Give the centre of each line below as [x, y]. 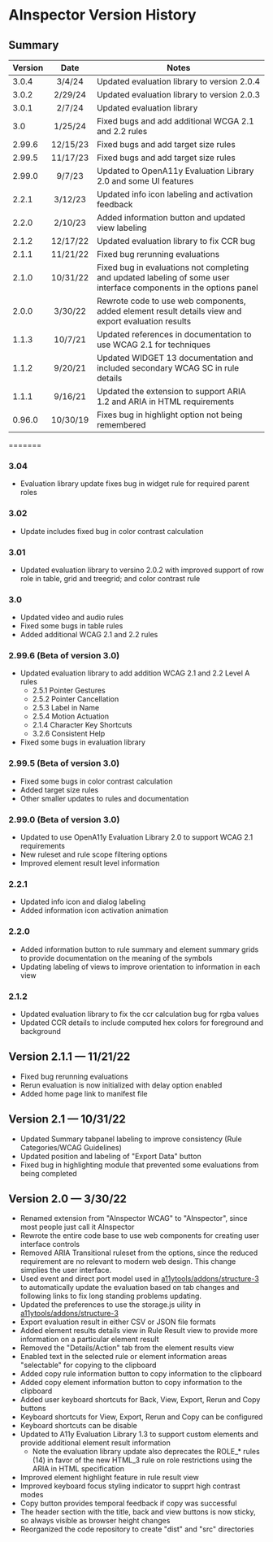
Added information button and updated [171, 217]
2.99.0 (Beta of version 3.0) [64, 819]
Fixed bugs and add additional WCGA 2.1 [175, 121]
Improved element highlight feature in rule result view [109, 1478]
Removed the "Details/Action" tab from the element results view [127, 1348]
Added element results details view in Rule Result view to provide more [139, 1331]
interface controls [50, 1244]
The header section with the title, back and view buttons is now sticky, [138, 1512]
